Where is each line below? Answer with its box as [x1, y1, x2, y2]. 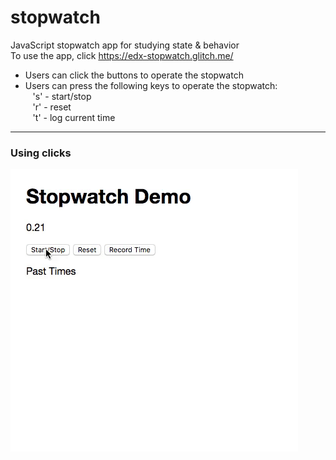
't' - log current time [32, 111, 116, 123]
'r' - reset [32, 101, 72, 113]
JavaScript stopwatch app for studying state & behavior [10, 39, 240, 51]
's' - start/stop [32, 90, 92, 102]
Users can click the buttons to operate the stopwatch [24, 69, 244, 81]
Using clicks [10, 146, 72, 160]
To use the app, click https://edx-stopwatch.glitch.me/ [10, 49, 234, 61]
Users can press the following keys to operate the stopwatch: [24, 79, 278, 91]
